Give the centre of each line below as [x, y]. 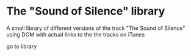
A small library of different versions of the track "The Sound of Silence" [96, 28]
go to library [22, 46]
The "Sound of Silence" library [86, 11]
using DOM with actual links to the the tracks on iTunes [76, 34]
